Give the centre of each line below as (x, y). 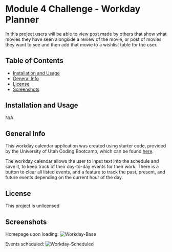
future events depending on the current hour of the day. (64, 178)
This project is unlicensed (33, 206)
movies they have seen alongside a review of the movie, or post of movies (83, 39)
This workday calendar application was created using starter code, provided (86, 146)
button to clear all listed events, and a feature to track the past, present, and (85, 172)
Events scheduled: (25, 244)
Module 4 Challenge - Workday (73, 9)
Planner (22, 20)
